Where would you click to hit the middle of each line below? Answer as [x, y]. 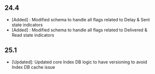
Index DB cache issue [33, 67]
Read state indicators [33, 35]
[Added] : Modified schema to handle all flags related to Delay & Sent [81, 19]
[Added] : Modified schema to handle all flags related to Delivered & [79, 30]
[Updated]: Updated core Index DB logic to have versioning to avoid [79, 62]
